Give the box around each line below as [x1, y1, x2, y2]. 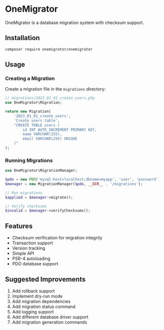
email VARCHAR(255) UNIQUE [22, 136, 78, 141]
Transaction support [12, 240, 53, 246]
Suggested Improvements [5, 275, 86, 283]
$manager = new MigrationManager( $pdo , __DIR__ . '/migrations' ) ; [5, 181, 143, 187]
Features [5, 222, 33, 230]
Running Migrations [5, 157, 53, 164]
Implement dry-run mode [12, 293, 63, 299]
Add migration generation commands [12, 319, 87, 325]
